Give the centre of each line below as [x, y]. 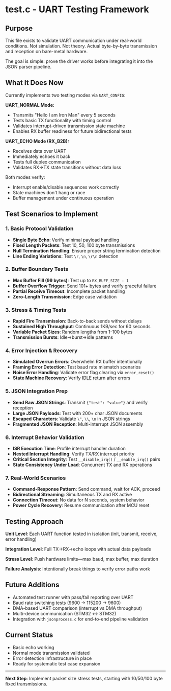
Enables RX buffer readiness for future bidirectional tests [72, 131]
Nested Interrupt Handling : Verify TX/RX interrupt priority [74, 454]
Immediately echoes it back [41, 156]
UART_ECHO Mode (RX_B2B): [37, 141]
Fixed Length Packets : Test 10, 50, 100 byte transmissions [74, 245]
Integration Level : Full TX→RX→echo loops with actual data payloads [78, 549]
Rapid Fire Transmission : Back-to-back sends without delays [77, 321]
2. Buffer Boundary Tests [37, 269]
